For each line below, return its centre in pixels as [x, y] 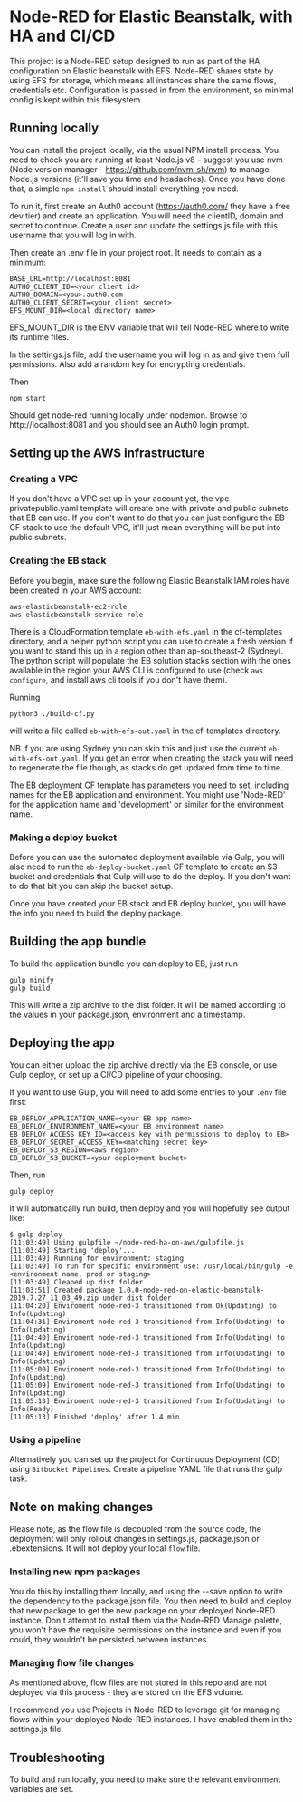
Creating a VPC [44, 480]
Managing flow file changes [71, 1662]
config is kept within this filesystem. [76, 99]
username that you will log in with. [73, 235]
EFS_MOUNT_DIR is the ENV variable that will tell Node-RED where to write [149, 327]
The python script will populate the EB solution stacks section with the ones [151, 660]
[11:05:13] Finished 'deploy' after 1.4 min [95, 1417]
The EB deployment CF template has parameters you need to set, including [149, 785]
